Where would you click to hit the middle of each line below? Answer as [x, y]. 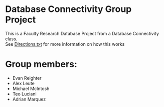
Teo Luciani [24, 94]
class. [11, 39]
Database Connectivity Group [68, 9]
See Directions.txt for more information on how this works [65, 44]
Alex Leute [24, 83]
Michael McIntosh [31, 89]
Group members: [41, 64]
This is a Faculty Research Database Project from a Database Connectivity [82, 33]
